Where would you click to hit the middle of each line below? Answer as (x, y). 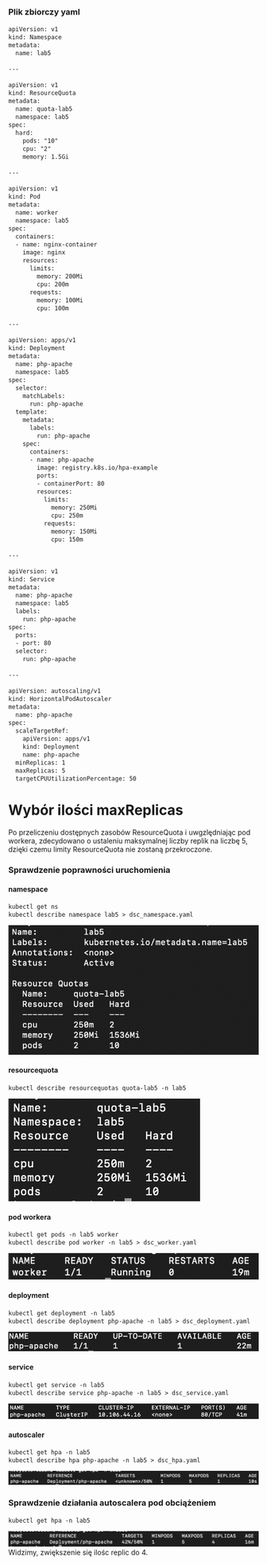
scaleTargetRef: (42, 731)
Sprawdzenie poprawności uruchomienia (89, 870)
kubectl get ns (33, 907)
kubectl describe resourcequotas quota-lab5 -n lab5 (97, 1088)
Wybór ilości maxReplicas (96, 810)
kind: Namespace (35, 37)
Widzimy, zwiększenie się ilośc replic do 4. (78, 1552)
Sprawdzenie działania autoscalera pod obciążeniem (112, 1503)
